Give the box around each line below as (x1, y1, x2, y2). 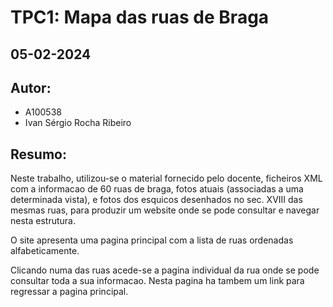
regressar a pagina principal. (10, 286, 129, 298)
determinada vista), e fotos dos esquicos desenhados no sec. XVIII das (10, 194, 303, 206)
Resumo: (10, 146, 67, 163)
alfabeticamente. (10, 245, 80, 257)
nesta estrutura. (10, 215, 76, 227)
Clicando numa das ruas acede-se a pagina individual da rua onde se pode (10, 264, 320, 276)
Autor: (10, 79, 52, 96)
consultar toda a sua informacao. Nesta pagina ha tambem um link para (10, 275, 305, 287)
